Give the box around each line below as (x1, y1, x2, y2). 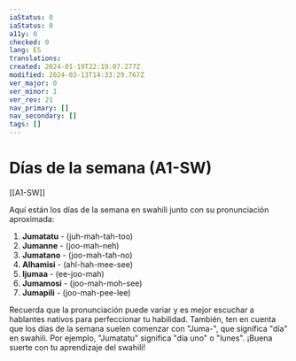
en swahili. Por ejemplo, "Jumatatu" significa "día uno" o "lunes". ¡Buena (9, 333, 273, 343)
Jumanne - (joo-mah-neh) (21, 240, 120, 250)
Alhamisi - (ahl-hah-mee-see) (21, 258, 134, 270)
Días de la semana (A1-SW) (9, 158, 213, 178)
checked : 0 (9, 37, 50, 47)
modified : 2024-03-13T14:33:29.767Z (9, 71, 144, 80)
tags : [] (9, 120, 42, 129)
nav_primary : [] (9, 104, 69, 112)
